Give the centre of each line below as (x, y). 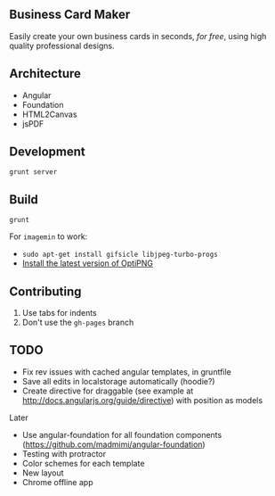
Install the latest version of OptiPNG (88, 263)
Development (48, 152)
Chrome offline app (57, 482)
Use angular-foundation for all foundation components (122, 434)
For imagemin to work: (49, 236)
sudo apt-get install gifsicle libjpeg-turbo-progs (120, 255)
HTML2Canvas (49, 114)
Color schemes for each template (83, 463)
